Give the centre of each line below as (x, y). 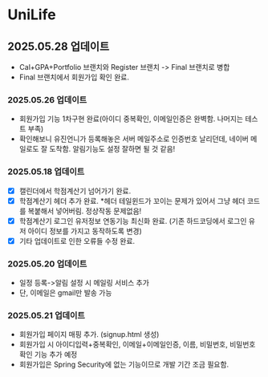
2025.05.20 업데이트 (47, 264)
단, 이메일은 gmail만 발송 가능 (65, 293)
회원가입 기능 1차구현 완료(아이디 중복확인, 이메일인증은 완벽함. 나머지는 (131, 119)
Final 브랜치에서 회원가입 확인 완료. (74, 77)
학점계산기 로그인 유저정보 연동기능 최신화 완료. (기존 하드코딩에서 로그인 (133, 221)
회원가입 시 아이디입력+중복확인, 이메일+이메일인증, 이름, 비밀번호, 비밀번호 (137, 345)
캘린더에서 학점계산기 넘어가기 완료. (75, 191)
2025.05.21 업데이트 (47, 316)
